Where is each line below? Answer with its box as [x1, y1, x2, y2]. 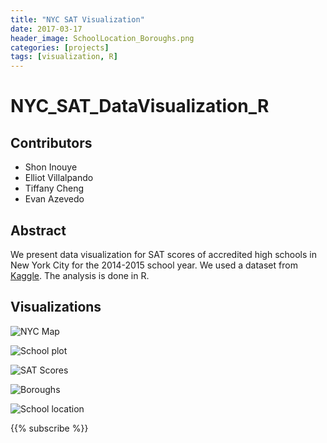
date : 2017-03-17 [10, 24, 83, 34]
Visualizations [10, 299, 102, 316]
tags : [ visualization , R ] [10, 52, 118, 62]
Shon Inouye [24, 161, 78, 173]
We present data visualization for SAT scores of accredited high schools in [10, 248, 317, 260]
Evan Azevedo [24, 193, 85, 205]
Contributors [10, 134, 93, 151]
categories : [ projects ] [10, 42, 110, 53]
